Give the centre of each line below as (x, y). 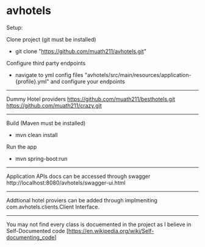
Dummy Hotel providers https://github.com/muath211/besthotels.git (91, 99)
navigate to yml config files (49, 75)
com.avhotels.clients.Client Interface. (53, 207)
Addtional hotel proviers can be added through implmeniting (82, 200)
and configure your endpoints (88, 81)
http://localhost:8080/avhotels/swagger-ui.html (66, 182)
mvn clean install (36, 135)
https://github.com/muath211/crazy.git (54, 105)
